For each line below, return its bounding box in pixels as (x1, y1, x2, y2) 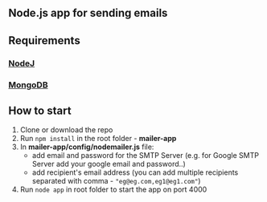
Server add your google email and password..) (31, 160, 187, 169)
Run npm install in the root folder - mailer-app (19, 134, 177, 143)
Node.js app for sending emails (8, 6, 168, 20)
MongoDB (8, 79, 48, 91)
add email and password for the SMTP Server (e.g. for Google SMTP (31, 151, 260, 160)
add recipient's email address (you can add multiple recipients (31, 168, 239, 177)
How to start (8, 104, 72, 118)
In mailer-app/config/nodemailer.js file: (19, 142, 154, 151)
